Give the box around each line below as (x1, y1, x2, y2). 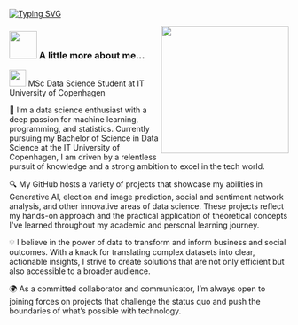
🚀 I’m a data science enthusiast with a (9, 104, 148, 115)
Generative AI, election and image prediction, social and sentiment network (9, 191, 284, 203)
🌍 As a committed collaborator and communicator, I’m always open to (9, 283, 266, 294)
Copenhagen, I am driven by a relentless (9, 151, 157, 163)
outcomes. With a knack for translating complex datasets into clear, (9, 247, 255, 258)
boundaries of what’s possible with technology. (9, 306, 182, 316)
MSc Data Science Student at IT (27, 78, 145, 89)
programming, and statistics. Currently (9, 124, 151, 135)
